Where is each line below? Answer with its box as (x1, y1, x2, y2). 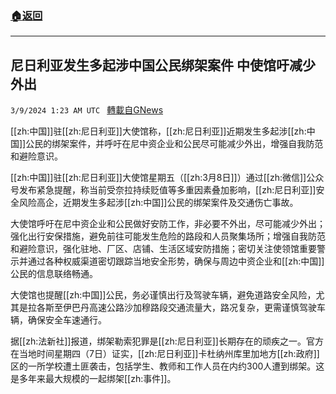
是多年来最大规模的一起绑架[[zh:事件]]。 (10, 373, 177, 385)
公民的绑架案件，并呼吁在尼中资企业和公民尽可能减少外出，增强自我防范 (25, 138, 324, 150)
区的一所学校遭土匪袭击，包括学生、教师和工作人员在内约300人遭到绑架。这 (10, 360, 325, 372)
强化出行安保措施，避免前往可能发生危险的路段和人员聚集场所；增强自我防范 (10, 230, 326, 242)
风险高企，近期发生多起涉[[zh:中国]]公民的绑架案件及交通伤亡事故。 (18, 197, 299, 209)
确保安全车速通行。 (27, 314, 107, 326)
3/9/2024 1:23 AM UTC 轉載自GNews (10, 104, 164, 116)
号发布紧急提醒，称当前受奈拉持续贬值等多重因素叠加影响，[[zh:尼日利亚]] (10, 184, 317, 196)
